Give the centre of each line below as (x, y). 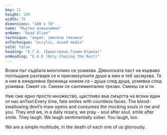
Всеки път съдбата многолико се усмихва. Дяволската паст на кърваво (83, 70)
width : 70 (16, 19)
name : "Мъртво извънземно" (33, 28)
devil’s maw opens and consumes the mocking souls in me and (95, 107)
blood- (144, 101)
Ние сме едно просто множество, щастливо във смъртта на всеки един (83, 96)
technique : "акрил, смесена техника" (45, 38)
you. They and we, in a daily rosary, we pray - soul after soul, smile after (80, 112)
